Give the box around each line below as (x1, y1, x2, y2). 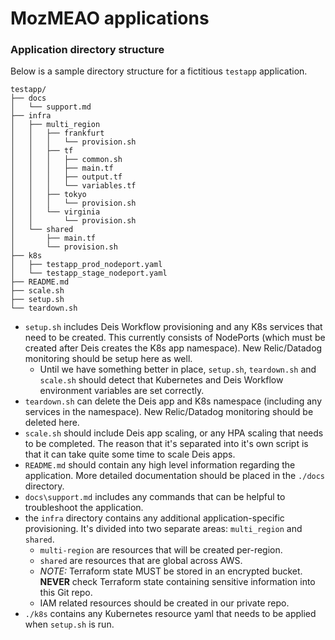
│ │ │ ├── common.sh (10, 155, 123, 165)
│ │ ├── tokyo (10, 190, 87, 200)
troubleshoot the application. (24, 502, 144, 514)
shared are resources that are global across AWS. (39, 555, 243, 567)
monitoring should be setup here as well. (24, 353, 193, 365)
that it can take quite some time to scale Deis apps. (24, 448, 236, 461)
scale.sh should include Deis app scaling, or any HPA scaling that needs (24, 427, 324, 439)
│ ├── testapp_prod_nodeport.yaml (10, 260, 163, 270)
